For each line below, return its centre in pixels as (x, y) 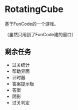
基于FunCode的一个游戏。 (31, 24)
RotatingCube (34, 9)
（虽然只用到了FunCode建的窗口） (40, 34)
